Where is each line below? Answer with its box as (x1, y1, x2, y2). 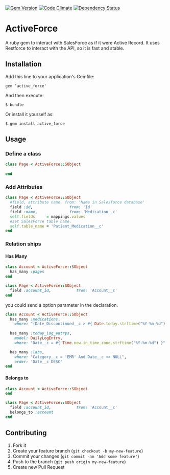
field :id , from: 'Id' (10, 205, 93, 210)
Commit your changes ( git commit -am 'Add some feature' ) (12, 453, 139, 459)
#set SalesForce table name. (10, 219, 72, 224)
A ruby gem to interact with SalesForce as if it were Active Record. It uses (5, 39, 160, 46)
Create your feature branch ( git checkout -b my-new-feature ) (12, 447, 143, 454)
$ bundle (5, 102, 24, 107)
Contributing (5, 428, 47, 437)
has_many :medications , (10, 316, 60, 322)
